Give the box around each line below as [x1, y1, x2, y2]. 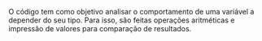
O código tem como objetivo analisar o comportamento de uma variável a [8, 7, 255, 16]
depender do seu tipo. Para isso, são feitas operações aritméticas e [8, 15, 235, 25]
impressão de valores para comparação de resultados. [8, 24, 192, 33]
